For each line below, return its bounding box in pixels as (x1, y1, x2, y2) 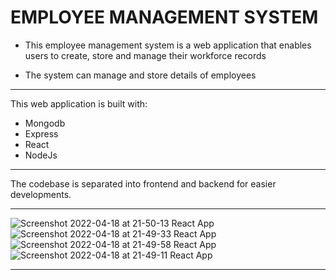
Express (24, 127, 59, 140)
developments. (10, 188, 72, 200)
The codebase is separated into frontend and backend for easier (10, 177, 277, 190)
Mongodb (24, 117, 66, 129)
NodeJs (24, 149, 58, 161)
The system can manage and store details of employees (24, 69, 257, 81)
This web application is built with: (10, 97, 148, 110)
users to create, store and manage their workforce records (24, 49, 267, 61)
